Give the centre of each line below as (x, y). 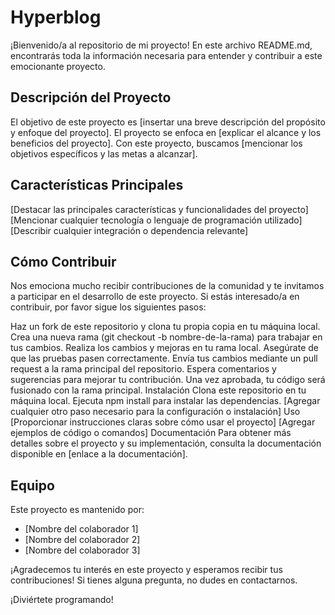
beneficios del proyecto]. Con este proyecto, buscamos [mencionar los (156, 143)
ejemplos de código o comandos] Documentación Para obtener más (151, 433)
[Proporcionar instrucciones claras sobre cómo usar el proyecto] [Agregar (163, 422)
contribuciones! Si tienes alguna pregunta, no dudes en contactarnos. (154, 580)
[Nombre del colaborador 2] (82, 540)
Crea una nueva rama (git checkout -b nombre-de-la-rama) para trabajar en (166, 337)
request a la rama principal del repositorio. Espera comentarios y (143, 369)
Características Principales (97, 185)
